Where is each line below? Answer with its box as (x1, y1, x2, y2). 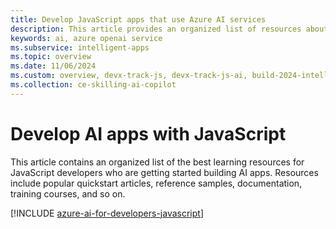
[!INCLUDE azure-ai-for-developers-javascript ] (10, 207, 204, 219)
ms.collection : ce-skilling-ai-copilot (10, 80, 177, 90)
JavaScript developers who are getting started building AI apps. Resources (10, 166, 319, 178)
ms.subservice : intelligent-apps (10, 42, 150, 53)
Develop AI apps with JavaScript (10, 122, 287, 145)
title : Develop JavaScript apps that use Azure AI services (10, 14, 267, 25)
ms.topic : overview (10, 52, 92, 62)
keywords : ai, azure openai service (10, 33, 163, 43)
